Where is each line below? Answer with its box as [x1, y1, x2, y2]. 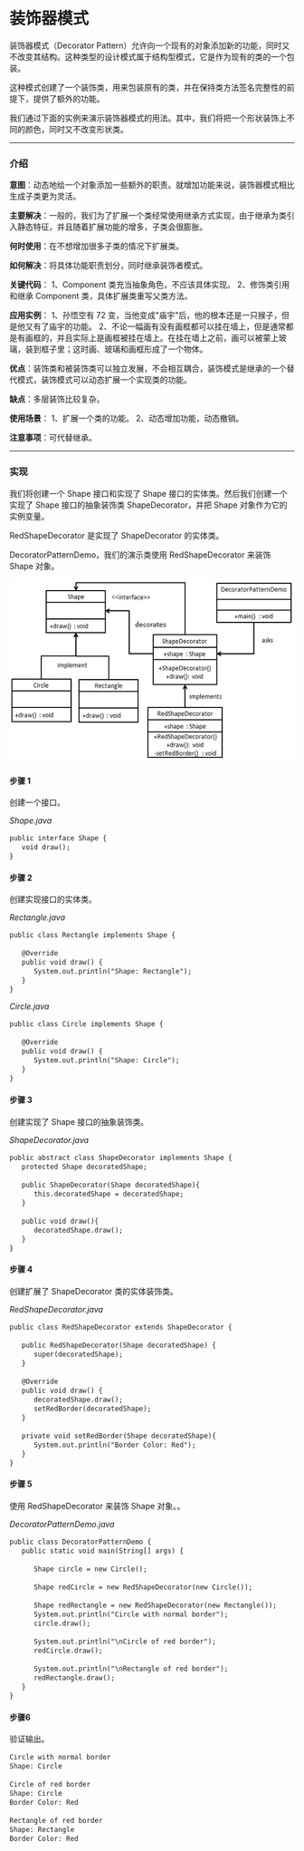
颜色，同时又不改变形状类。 [24, 123, 128, 134]
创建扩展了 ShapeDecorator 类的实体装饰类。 [9, 1285, 178, 1296]
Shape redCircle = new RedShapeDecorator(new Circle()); [33, 1583, 253, 1592]
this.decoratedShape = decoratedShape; [33, 1189, 184, 1198]
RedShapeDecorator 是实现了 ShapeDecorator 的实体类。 [9, 529, 224, 540]
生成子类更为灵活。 [9, 191, 81, 202]
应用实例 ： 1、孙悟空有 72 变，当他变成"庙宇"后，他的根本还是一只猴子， [9, 310, 282, 321]
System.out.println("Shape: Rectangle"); [33, 967, 193, 976]
